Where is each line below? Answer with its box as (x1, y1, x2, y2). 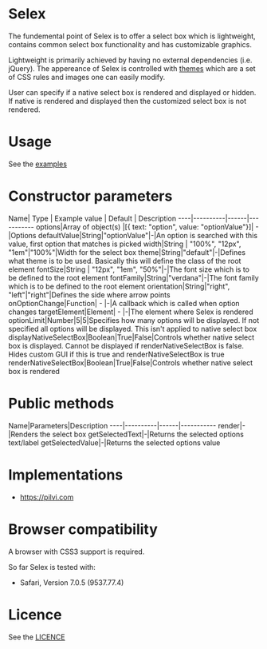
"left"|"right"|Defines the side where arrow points (8, 289, 171, 300)
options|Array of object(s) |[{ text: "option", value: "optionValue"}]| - (35, 221, 259, 232)
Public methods (8, 395, 114, 412)
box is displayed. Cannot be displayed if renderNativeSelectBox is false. (8, 340, 245, 350)
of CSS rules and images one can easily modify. (8, 72, 166, 82)
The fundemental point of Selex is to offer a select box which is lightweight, (8, 31, 257, 41)
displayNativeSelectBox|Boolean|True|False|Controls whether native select (8, 332, 255, 342)
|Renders (8, 429, 38, 439)
